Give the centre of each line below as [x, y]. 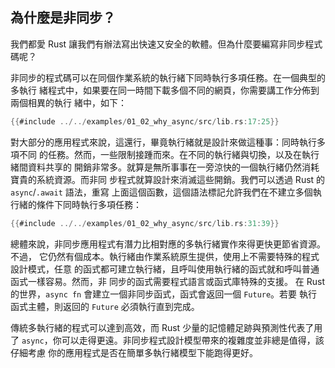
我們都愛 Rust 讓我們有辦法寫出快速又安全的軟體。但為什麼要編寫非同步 [158, 44]
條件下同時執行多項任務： [89, 204]
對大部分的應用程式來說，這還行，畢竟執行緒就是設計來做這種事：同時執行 [163, 142]
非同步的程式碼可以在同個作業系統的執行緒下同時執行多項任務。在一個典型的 [168, 77]
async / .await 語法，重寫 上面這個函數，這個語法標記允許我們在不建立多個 [161, 192]
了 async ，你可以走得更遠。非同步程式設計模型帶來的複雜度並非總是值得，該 [167, 340]
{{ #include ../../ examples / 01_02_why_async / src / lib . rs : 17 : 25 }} [145, 121]
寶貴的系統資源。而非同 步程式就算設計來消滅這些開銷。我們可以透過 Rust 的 [168, 179]
